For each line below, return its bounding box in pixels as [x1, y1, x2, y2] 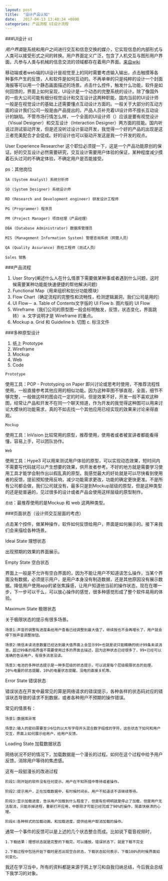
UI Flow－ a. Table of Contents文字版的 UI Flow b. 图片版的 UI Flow [12, 300, 150, 306]
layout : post [5, 7, 32, 13]
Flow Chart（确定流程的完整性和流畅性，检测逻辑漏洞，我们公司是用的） [12, 294, 162, 300]
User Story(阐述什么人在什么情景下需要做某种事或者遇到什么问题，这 [12, 275, 155, 281]
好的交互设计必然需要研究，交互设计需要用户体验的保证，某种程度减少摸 [13, 149, 163, 156]
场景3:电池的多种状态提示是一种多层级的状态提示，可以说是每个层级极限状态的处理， [5, 663, 155, 668]
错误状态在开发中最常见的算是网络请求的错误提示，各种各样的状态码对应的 [5, 688, 158, 694]
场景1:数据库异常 [5, 716, 36, 721]
